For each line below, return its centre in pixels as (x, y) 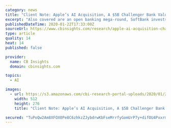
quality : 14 (18, 39)
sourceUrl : (17, 29)
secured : (15, 117)
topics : (13, 76)
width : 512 (26, 99)
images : (13, 89)
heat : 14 (15, 43)
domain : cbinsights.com (35, 67)
